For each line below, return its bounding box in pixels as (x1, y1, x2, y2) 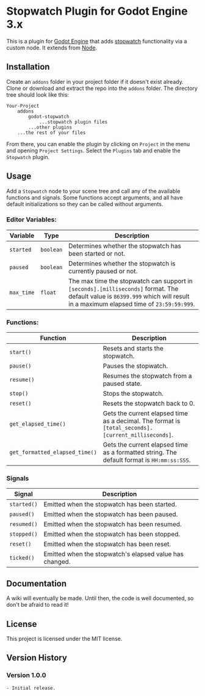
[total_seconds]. (103, 424, 154, 432)
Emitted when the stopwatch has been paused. (43, 510, 178, 519)
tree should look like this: (6, 91, 69, 98)
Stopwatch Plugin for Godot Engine (6, 4, 188, 18)
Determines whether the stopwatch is (68, 259, 176, 267)
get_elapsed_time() (9, 421, 66, 428)
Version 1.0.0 (6, 671, 46, 679)
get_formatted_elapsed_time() (9, 449, 98, 456)
